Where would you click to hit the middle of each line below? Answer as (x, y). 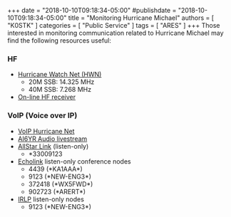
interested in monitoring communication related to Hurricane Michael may (115, 33)
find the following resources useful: (60, 41)
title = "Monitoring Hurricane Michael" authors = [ (141, 18)
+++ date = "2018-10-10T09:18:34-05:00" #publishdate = (92, 10)
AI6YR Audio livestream (52, 139)
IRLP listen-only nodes (51, 199)
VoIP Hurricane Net (46, 131)
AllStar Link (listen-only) (53, 146)
